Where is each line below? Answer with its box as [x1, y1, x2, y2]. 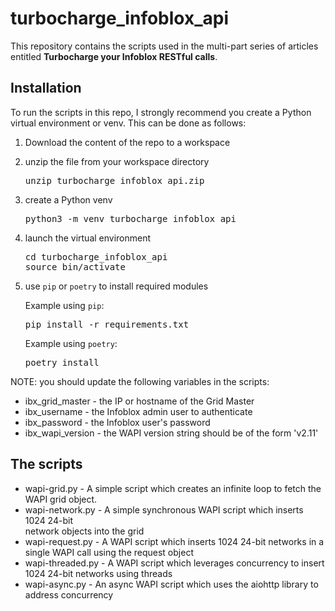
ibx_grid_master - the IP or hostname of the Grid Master [24, 395, 255, 407]
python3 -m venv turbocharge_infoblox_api [24, 213, 237, 224]
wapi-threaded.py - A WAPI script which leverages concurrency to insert [24, 557, 325, 569]
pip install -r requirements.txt [24, 318, 190, 330]
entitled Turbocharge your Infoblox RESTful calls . [10, 50, 218, 62]
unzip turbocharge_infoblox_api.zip [24, 175, 205, 186]
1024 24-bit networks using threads [24, 567, 173, 579]
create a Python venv [24, 193, 113, 206]
